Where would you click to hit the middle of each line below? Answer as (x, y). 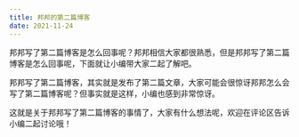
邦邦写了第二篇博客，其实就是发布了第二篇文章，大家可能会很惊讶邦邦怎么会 (149, 82)
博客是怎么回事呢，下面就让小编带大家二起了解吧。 (103, 63)
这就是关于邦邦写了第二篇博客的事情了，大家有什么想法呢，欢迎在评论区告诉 (149, 112)
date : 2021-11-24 (41, 26)
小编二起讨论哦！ (40, 123)
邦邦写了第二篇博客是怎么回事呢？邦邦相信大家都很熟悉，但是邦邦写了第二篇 (149, 52)
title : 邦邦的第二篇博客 (50, 17)
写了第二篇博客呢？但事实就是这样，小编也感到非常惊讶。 (114, 93)
